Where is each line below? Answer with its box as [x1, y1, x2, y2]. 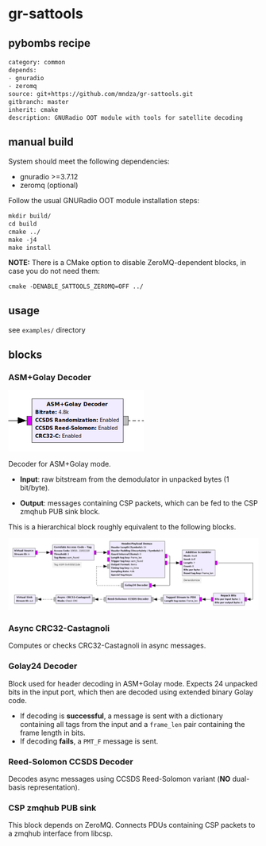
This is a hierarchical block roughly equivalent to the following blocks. [8, 522, 237, 532]
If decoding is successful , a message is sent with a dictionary [19, 711, 224, 721]
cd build [8, 220, 37, 228]
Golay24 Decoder [8, 660, 78, 671]
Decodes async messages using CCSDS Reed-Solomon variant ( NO [8, 774, 231, 783]
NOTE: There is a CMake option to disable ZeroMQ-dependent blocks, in [8, 257, 246, 267]
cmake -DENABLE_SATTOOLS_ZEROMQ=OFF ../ [8, 283, 145, 290]
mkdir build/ [8, 212, 52, 220]
